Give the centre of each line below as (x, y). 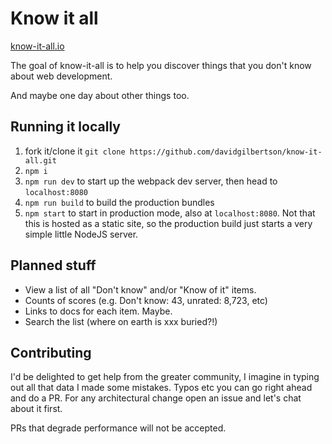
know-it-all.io (37, 46)
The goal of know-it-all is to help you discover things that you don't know (161, 65)
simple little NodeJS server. (81, 234)
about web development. (61, 76)
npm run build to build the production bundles (119, 202)
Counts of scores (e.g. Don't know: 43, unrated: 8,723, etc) (146, 300)
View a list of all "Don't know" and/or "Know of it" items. (140, 289)
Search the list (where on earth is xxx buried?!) (121, 321)
